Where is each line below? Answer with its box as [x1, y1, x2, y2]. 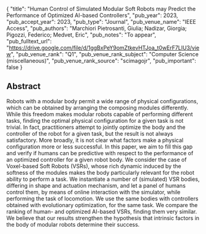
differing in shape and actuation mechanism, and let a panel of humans [6, 181, 186, 189]
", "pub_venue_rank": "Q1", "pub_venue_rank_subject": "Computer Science [10, 51, 199, 57]
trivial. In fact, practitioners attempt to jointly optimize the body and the [6, 123, 186, 131]
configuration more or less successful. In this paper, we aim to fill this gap [6, 143, 193, 150]
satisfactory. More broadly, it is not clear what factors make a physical [6, 136, 184, 144]
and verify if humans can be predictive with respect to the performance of [6, 149, 194, 156]
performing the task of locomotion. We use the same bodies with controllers [6, 195, 199, 202]
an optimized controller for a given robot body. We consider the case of [6, 156, 187, 163]
